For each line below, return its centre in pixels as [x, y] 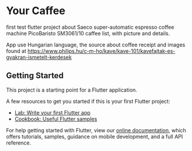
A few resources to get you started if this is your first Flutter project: [88, 101]
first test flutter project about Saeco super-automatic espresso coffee [90, 27]
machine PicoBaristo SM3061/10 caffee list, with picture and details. [88, 33]
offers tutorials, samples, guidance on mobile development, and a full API [95, 136]
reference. [18, 143]
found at [16, 51]
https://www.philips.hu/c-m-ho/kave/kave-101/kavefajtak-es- [101, 51]
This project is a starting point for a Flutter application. [72, 90]
